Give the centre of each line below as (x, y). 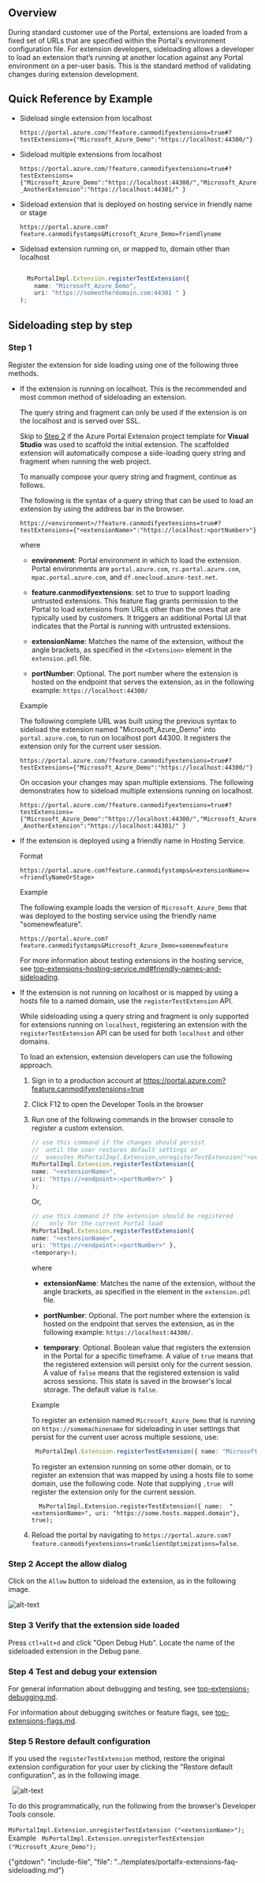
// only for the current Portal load (97, 1223)
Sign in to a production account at (86, 1080)
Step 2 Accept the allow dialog (68, 1563)
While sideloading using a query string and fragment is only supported (134, 1016)
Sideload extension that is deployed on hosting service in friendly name (136, 204)
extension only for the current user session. (90, 746)
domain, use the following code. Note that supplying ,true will (132, 1483)
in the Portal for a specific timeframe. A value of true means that (148, 1356)
